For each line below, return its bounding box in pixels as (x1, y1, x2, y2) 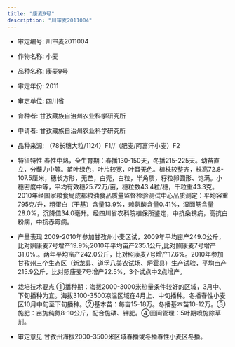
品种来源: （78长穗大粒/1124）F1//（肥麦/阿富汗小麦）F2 (17, 141, 180, 149)
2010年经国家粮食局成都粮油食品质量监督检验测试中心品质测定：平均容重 (17, 191, 229, 200)
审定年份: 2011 (17, 81, 59, 90)
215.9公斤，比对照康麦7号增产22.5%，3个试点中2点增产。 (17, 267, 186, 275)
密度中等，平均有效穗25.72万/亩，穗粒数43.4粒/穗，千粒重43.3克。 (23, 182, 219, 191)
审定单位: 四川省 (17, 96, 65, 105)
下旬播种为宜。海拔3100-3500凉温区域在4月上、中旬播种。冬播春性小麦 (17, 291, 226, 299)
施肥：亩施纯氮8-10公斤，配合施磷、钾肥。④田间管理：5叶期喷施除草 (17, 308, 222, 317)
